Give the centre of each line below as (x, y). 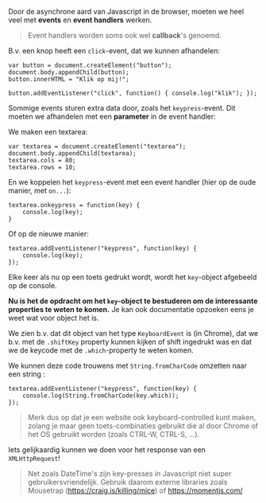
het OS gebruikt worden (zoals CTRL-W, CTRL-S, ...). (114, 434)
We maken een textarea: (48, 132)
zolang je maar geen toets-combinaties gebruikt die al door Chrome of (143, 426)
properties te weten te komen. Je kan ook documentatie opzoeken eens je (131, 309)
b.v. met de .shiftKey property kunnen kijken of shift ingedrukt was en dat (130, 342)
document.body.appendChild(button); (69, 72)
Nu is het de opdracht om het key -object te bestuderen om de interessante (133, 301)
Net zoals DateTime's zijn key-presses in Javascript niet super (129, 474)
